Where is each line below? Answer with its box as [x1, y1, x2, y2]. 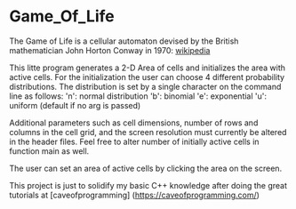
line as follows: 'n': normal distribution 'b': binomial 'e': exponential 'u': [9, 91, 267, 101]
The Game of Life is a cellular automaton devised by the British [9, 36, 239, 46]
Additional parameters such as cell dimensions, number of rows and [9, 117, 259, 128]
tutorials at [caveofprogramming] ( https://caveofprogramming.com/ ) [9, 189, 260, 200]
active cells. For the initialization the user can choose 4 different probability [9, 71, 285, 82]
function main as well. [9, 145, 90, 157]
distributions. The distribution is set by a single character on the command [9, 81, 282, 92]
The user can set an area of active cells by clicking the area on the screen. [9, 163, 283, 173]
